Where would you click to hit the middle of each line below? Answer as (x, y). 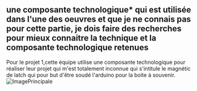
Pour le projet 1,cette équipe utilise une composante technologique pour (96, 62)
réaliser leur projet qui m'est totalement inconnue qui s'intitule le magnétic (98, 68)
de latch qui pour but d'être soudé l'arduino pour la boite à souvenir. (91, 75)
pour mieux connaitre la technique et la (81, 38)
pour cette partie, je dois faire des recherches (94, 29)
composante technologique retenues (78, 48)
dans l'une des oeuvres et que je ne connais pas (99, 20)
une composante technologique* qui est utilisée (99, 10)
